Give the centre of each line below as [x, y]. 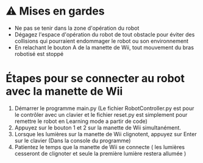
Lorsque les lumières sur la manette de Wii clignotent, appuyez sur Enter [105, 134]
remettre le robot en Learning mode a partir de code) [81, 121]
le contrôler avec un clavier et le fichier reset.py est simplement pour [101, 114]
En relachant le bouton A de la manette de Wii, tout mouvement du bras [104, 47]
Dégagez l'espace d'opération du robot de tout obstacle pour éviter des [105, 34]
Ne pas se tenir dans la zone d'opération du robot [77, 28]
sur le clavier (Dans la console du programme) [73, 140]
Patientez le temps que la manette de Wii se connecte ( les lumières [100, 147]
